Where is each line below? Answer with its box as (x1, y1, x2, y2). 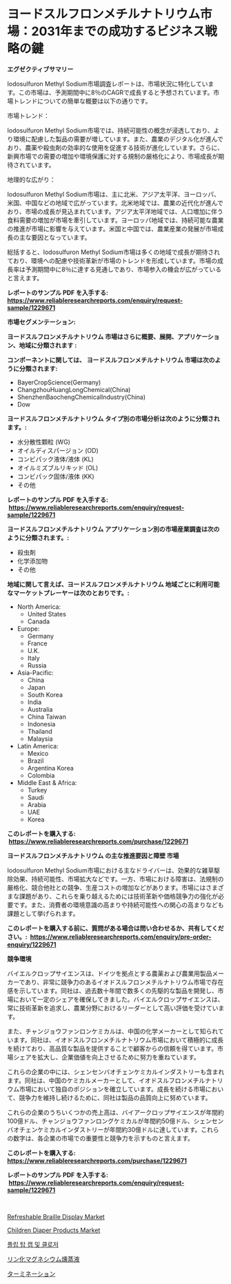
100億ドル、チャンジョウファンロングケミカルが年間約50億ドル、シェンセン (7, 1116, 224, 1125)
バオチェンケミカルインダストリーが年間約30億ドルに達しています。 (7, 1125, 201, 1134)
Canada (27, 617, 50, 625)
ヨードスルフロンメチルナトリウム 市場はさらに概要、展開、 (7, 332, 178, 340)
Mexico (27, 749, 49, 757)
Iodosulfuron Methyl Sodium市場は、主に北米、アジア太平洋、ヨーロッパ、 (7, 190, 221, 198)
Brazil (27, 757, 44, 765)
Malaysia (27, 735, 53, 743)
